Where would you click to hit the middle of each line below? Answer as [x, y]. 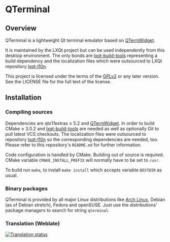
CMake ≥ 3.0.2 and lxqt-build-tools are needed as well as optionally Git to [82, 129]
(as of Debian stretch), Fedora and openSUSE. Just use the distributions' [81, 205]
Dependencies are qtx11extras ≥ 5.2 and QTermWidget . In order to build [80, 123]
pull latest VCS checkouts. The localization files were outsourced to [76, 134]
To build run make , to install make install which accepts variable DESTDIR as [84, 170]
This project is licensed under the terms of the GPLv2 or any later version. [82, 76]
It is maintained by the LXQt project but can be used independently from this [85, 50]
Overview [21, 28]
